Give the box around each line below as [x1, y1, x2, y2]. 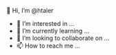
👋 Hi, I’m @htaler [6, 7, 54, 14]
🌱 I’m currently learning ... [16, 27, 90, 35]
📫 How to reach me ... [16, 41, 80, 50]
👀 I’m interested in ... [16, 20, 75, 27]
